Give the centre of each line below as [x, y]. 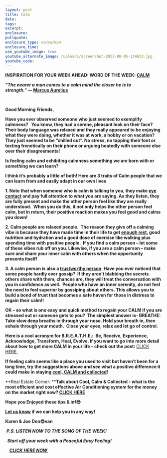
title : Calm [17, 14]
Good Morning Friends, [30, 109]
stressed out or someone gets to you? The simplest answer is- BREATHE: [83, 315]
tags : [11, 24]
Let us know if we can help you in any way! [50, 412]
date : [11, 19]
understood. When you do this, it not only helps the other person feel [79, 207]
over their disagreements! [33, 151]
